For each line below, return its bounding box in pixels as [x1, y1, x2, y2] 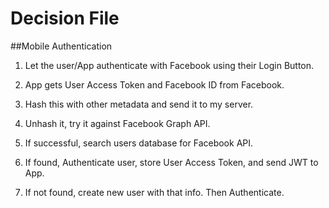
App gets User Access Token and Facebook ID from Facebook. [24, 78, 285, 91]
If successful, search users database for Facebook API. [24, 137, 254, 149]
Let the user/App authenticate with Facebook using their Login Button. [24, 59, 315, 71]
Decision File [10, 7, 120, 30]
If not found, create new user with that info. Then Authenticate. [24, 186, 285, 198]
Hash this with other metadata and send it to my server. [24, 98, 254, 110]
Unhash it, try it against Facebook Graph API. [24, 117, 211, 129]
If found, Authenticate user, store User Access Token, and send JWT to [24, 156, 319, 168]
